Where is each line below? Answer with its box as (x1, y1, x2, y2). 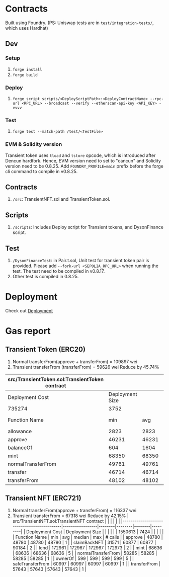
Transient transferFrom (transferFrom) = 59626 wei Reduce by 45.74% (12, 364, 159, 370)
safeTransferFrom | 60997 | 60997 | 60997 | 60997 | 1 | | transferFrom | (12, 560, 161, 566)
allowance (8, 428, 32, 435)
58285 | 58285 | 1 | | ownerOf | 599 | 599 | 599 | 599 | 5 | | (12, 555, 134, 561)
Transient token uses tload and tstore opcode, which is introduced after (5, 152, 156, 158)
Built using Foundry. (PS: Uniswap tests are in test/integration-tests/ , (5, 20, 154, 26)
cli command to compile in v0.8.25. (5, 168, 78, 174)
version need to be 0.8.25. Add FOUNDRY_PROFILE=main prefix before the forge (5, 163, 163, 169)
